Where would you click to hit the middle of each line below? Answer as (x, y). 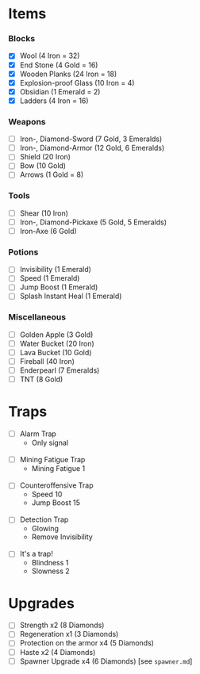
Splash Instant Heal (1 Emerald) (71, 296)
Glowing (45, 529)
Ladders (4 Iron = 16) (54, 101)
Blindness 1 (50, 563)
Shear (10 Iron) (44, 213)
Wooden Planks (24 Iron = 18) (68, 74)
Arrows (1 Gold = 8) (52, 174)
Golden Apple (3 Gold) (56, 335)
